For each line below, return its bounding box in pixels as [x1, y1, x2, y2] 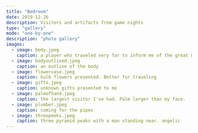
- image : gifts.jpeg [11, 80, 62, 86]
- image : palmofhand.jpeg [11, 91, 75, 97]
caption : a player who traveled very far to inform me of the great [16, 52, 189, 58]
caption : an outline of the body [16, 63, 99, 69]
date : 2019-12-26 [6, 14, 49, 20]
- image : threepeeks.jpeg [11, 112, 75, 118]
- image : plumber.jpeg [11, 101, 67, 108]
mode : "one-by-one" [6, 31, 54, 36]
